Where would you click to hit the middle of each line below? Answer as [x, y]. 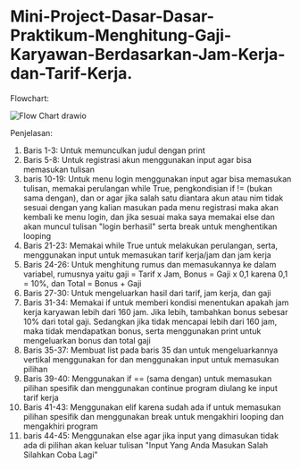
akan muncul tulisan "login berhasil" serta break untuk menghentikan [150, 226]
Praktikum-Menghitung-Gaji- [121, 35]
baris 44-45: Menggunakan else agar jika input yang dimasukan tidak [151, 435]
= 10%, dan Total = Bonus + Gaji [82, 283]
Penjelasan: [31, 132]
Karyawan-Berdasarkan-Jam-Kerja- [148, 55]
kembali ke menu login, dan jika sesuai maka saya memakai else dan [149, 217]
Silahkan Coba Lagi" [60, 455]
